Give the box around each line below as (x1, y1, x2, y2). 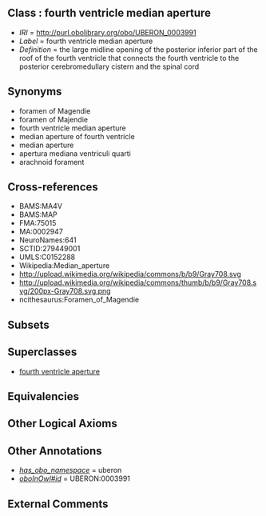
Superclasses (7, 346, 77, 359)
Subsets (7, 318, 50, 331)
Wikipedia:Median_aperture (18, 261, 110, 270)
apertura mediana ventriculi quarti (18, 148, 131, 158)
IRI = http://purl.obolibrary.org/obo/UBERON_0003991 (18, 27, 197, 37)
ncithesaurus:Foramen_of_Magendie (18, 295, 140, 305)
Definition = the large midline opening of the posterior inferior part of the (18, 44, 258, 54)
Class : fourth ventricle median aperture (7, 6, 211, 20)
